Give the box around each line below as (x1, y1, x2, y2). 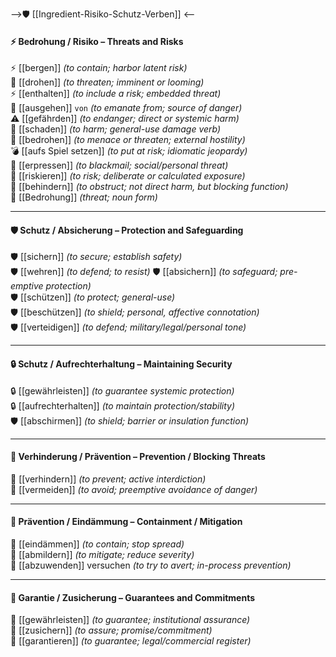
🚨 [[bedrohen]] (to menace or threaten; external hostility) (10, 134, 246, 146)
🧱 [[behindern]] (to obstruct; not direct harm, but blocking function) (10, 181, 289, 193)
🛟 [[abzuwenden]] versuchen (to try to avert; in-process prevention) (10, 559, 292, 572)
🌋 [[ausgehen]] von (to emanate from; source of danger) (10, 102, 243, 114)
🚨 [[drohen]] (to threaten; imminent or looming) (10, 76, 205, 88)
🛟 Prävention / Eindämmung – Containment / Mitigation (10, 516, 243, 528)
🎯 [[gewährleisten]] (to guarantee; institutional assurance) (10, 614, 251, 626)
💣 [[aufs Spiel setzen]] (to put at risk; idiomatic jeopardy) (10, 145, 248, 157)
